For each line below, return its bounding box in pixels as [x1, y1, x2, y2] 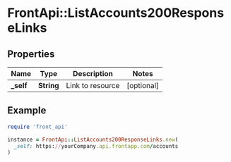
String [37, 81, 59, 90]
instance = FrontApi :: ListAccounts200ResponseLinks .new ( [7, 136, 179, 143]
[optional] [126, 81, 160, 90]
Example [7, 104, 47, 117]
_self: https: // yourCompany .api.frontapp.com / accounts [13, 142, 179, 149]
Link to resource [66, 81, 120, 90]
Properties [7, 48, 55, 60]
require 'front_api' [7, 123, 69, 130]
